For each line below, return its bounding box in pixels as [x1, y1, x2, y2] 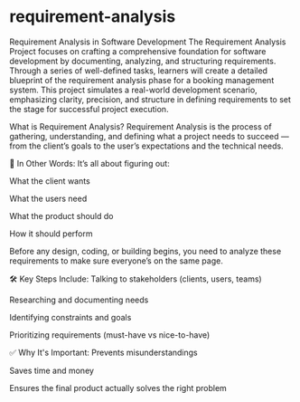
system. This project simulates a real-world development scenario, [9, 84, 258, 95]
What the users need [9, 193, 88, 204]
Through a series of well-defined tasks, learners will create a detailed [9, 65, 268, 76]
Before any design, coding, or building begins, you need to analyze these [9, 245, 282, 256]
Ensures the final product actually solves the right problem [9, 382, 228, 393]
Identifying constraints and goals [9, 311, 132, 322]
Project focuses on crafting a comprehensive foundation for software [9, 45, 267, 56]
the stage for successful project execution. [9, 103, 169, 114]
